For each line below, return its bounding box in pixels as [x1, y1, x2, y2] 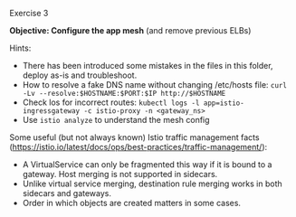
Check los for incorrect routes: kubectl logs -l [22, 97, 200, 108]
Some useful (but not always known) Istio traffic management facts [9, 132, 260, 143]
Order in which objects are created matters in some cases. [22, 198, 242, 208]
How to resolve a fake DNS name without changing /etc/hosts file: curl [22, 80, 288, 90]
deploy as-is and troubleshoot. [22, 70, 138, 80]
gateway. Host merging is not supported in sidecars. [22, 169, 218, 179]
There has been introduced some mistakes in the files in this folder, [22, 61, 273, 71]
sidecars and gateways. [22, 188, 111, 198]
